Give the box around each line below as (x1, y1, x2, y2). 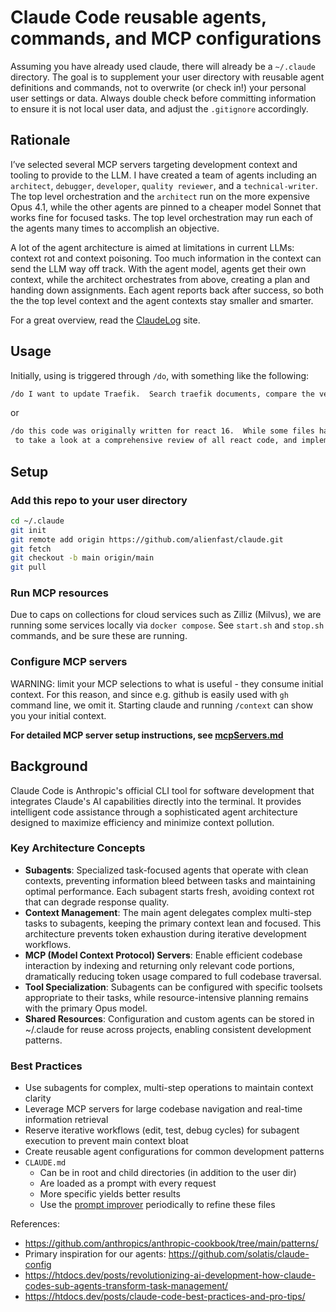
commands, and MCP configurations (10, 27, 322, 50)
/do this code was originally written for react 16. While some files (10, 426, 315, 436)
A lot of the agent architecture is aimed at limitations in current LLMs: (10, 241, 295, 253)
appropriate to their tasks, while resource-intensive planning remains (24, 991, 309, 1003)
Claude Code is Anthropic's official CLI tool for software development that (10, 784, 315, 796)
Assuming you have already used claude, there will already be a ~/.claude (10, 60, 316, 72)
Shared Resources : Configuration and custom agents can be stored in (24, 1012, 315, 1025)
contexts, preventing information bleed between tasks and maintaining (24, 874, 316, 886)
